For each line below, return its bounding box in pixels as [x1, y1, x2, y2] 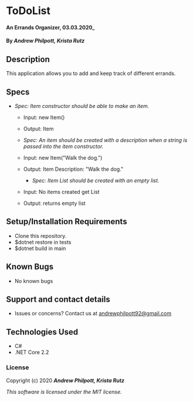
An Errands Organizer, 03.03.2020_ [6, 23, 95, 31]
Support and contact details [6, 295, 110, 305]
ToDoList [6, 4, 51, 18]
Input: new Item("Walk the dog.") [23, 154, 103, 161]
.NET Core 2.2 [14, 349, 49, 356]
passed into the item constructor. [23, 143, 104, 150]
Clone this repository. [14, 232, 67, 239]
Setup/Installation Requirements [6, 217, 127, 227]
